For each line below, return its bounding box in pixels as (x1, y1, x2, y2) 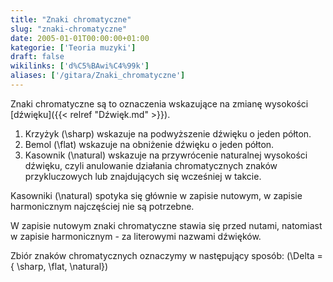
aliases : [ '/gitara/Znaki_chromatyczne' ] (10, 71, 186, 81)
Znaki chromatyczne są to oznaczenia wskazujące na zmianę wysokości (10, 97, 309, 110)
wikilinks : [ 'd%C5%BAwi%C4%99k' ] (10, 61, 150, 71)
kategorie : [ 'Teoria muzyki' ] (10, 42, 137, 53)
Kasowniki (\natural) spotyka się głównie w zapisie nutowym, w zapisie (10, 189, 303, 201)
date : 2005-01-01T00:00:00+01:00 (10, 33, 150, 43)
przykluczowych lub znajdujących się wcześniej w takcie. (24, 170, 262, 182)
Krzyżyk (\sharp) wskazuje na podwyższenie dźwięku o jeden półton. (24, 127, 312, 140)
